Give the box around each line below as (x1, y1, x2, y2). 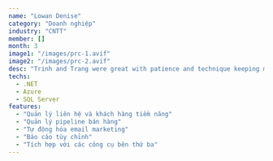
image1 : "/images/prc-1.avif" (8, 50, 111, 58)
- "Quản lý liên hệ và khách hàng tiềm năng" (15, 111, 173, 119)
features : (8, 102, 42, 111)
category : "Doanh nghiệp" (8, 20, 96, 28)
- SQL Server (15, 95, 60, 103)
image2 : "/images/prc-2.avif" (8, 58, 111, 66)
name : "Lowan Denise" (8, 11, 82, 20)
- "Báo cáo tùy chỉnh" (15, 133, 93, 141)
